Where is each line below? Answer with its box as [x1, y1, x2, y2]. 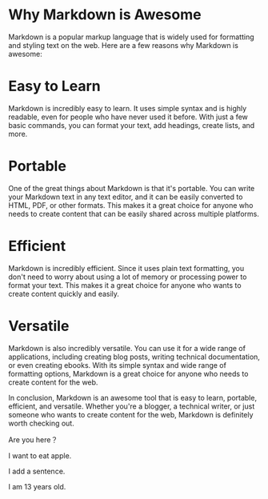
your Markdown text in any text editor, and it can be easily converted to [8, 192, 243, 202]
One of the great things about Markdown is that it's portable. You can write [8, 183, 255, 193]
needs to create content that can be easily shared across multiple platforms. [8, 209, 260, 218]
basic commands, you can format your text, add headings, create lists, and [8, 120, 255, 130]
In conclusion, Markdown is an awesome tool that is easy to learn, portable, [8, 393, 258, 402]
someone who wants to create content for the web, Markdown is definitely [8, 409, 254, 419]
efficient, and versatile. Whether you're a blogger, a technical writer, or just [8, 401, 255, 411]
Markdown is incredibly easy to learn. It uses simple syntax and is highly [8, 103, 247, 113]
